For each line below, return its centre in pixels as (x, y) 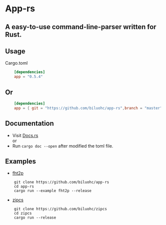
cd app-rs (24, 187)
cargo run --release (35, 218)
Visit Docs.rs (25, 135)
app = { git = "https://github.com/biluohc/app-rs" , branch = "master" (88, 108)
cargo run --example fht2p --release (53, 191)
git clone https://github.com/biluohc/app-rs (62, 182)
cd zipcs (23, 213)
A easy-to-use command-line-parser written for (81, 27)
